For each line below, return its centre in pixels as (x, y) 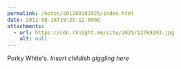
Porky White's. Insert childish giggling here (68, 58)
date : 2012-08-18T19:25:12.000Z (54, 20)
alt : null (34, 39)
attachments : (26, 26)
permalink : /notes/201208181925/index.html (71, 13)
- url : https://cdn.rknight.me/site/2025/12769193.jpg (94, 32)
